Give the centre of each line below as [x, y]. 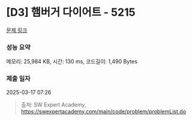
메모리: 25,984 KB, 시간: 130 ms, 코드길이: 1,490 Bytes [72, 61]
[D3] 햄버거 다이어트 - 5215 [71, 12]
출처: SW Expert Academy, [53, 104]
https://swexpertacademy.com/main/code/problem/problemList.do [103, 111]
